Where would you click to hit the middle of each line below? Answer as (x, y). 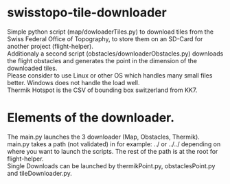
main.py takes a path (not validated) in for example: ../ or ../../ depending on (114, 144)
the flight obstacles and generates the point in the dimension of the (102, 60)
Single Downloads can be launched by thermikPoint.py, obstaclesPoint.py (111, 165)
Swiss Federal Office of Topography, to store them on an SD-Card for (105, 38)
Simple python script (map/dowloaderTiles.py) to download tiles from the (111, 32)
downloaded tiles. (32, 68)
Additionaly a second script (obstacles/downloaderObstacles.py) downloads (115, 54)
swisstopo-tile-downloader (87, 13)
